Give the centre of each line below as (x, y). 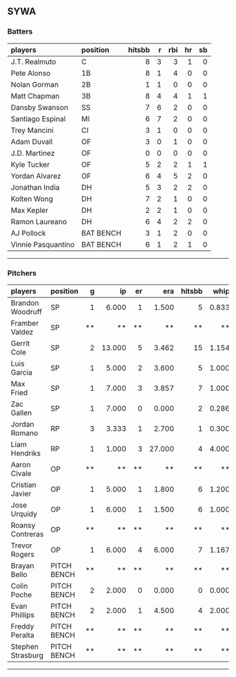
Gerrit (20, 343)
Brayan (22, 565)
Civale (21, 473)
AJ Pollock (28, 233)
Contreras (27, 534)
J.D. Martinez (33, 153)
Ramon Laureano (39, 221)
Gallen (21, 413)
